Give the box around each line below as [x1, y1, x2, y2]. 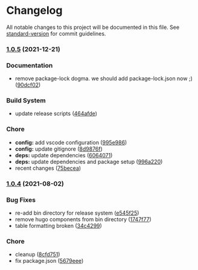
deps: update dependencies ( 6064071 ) [14, 151, 113, 159]
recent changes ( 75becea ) [14, 164, 81, 172]
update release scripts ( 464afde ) [14, 110, 98, 118]
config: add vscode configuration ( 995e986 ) [14, 139, 127, 146]
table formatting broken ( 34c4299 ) [14, 222, 103, 229]
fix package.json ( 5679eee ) [14, 257, 84, 265]
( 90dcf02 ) [14, 81, 41, 89]
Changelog [6, 4, 63, 17]
